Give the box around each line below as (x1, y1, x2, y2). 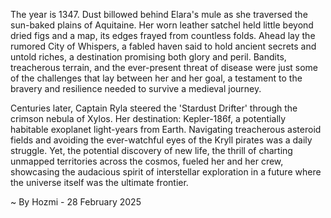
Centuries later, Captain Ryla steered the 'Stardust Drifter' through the (10, 102, 298, 114)
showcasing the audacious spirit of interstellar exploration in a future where (10, 166, 322, 178)
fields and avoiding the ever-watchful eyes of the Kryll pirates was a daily (10, 134, 313, 146)
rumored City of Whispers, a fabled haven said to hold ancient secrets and (10, 40, 317, 52)
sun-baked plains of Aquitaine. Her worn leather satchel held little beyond (10, 19, 314, 31)
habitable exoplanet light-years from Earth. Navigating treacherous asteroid (10, 124, 322, 135)
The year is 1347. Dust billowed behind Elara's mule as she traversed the (10, 9, 308, 20)
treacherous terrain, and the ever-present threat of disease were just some (10, 62, 319, 73)
